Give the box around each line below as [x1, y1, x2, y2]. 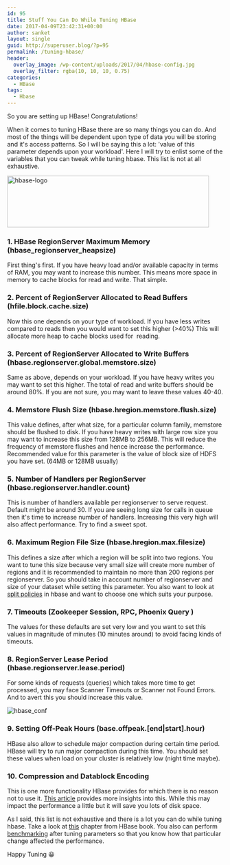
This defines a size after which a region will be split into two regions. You [7, 553, 214, 562]
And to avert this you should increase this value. [7, 693, 143, 702]
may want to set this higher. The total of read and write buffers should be [7, 380, 214, 389]
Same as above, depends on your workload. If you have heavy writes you [7, 373, 215, 381]
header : [7, 55, 30, 62]
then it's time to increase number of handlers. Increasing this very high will [7, 513, 218, 522]
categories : [7, 74, 41, 81]
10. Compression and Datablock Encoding [7, 771, 150, 781]
